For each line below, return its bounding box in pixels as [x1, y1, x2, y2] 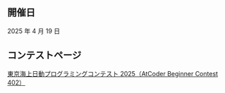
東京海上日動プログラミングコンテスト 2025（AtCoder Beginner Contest [7, 69, 219, 77]
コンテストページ [7, 49, 82, 61]
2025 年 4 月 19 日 [7, 27, 61, 35]
